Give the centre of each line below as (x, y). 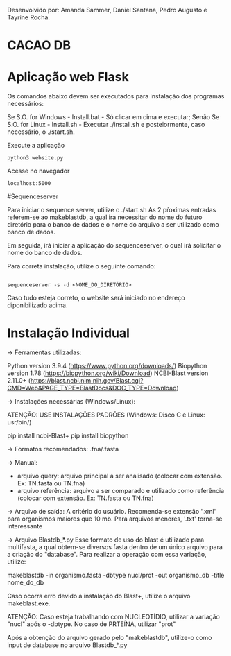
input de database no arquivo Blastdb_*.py (67, 645)
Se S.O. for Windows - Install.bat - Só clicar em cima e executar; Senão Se (113, 117)
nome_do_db (25, 582)
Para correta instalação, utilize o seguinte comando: (82, 266)
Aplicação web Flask (68, 77)
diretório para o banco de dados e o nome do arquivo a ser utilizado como (113, 225)
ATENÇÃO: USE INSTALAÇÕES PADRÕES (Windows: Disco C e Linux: (106, 415)
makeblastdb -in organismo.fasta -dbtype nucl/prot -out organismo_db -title (116, 576)
